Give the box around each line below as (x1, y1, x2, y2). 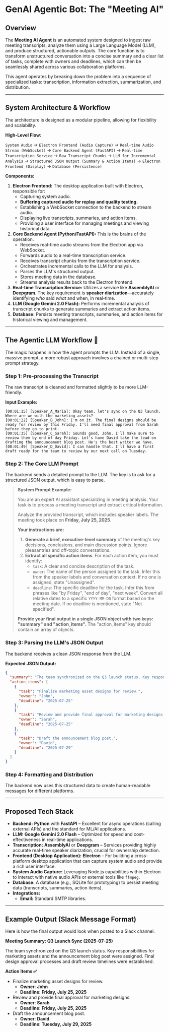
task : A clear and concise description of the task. (32, 563, 135, 569)
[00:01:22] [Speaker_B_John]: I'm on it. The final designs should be (5, 417, 156, 423)
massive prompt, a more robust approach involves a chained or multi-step (5, 354, 158, 361)
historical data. (20, 225, 51, 231)
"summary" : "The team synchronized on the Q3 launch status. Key (10, 675, 150, 680)
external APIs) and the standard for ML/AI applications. (12, 826, 127, 832)
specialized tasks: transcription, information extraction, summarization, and (5, 79, 161, 85)
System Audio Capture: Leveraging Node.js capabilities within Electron (12, 869, 161, 875)
